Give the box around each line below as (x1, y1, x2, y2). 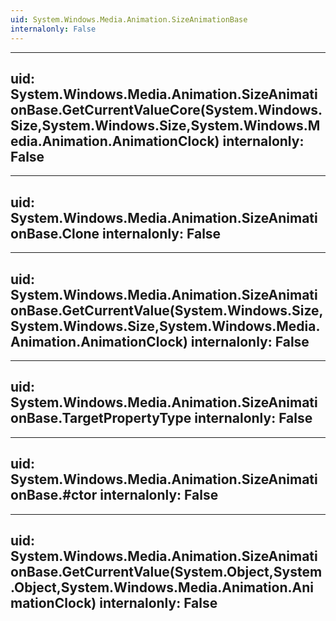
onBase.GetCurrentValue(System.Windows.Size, (10, 302, 324, 319)
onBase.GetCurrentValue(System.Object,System (10, 563, 323, 580)
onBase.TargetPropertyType (10, 410, 192, 427)
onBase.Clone (10, 225, 100, 242)
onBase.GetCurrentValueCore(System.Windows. (10, 101, 323, 118)
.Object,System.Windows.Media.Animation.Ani (10, 579, 314, 596)
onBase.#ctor (10, 487, 98, 504)
